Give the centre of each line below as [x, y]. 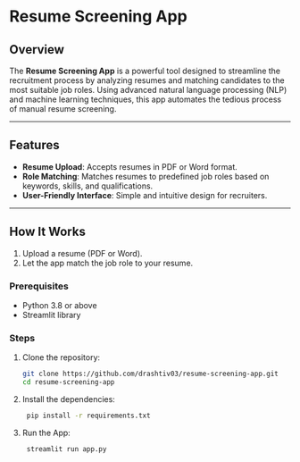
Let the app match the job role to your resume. [108, 263]
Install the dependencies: [69, 399]
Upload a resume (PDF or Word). [82, 253]
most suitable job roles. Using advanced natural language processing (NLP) [148, 90]
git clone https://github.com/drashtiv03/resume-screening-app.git [150, 374]
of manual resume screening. [63, 109]
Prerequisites [39, 286]
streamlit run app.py [67, 449]
